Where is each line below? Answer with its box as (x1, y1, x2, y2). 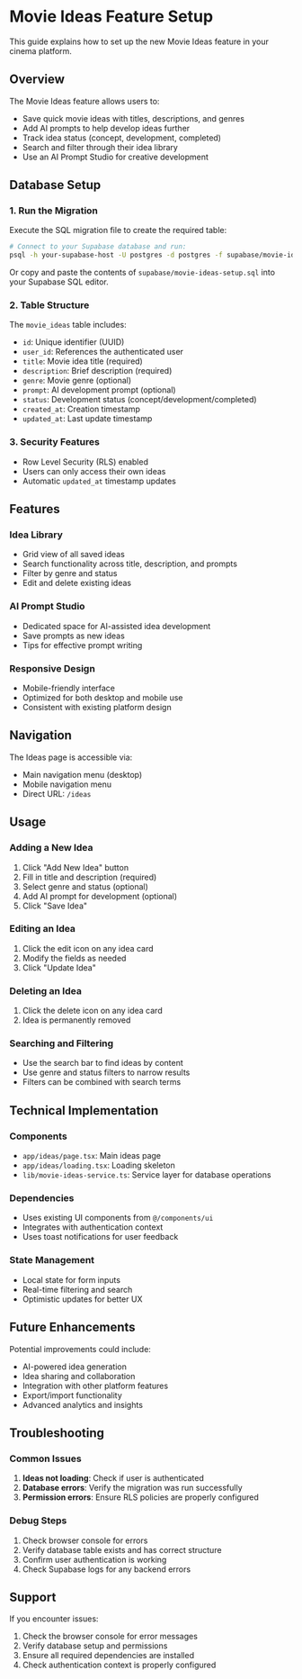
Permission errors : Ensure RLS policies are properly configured (22, 1492, 259, 1503)
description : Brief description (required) (22, 366, 173, 376)
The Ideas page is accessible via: (9, 752, 133, 763)
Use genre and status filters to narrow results (22, 1067, 191, 1078)
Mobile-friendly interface (22, 682, 115, 694)
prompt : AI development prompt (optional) (22, 384, 177, 395)
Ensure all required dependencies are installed (22, 1650, 195, 1661)
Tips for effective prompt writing (22, 639, 143, 650)
